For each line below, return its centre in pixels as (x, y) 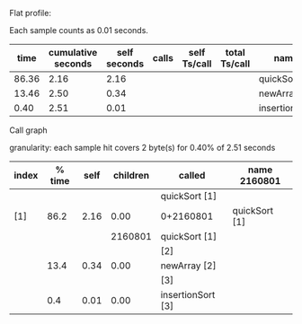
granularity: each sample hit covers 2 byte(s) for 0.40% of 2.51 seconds (142, 148)
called (192, 175)
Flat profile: (31, 13)
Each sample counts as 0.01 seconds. (79, 30)
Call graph (28, 130)
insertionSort (188, 295)
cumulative (73, 53)
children (131, 175)
